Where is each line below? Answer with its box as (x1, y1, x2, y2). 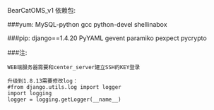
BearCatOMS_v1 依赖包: (7, 6, 76, 14)
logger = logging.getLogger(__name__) (7, 96, 121, 103)
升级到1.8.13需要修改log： (7, 78, 78, 85)
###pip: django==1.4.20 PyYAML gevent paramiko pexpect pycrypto (7, 34, 207, 42)
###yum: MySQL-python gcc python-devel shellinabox (7, 20, 167, 28)
